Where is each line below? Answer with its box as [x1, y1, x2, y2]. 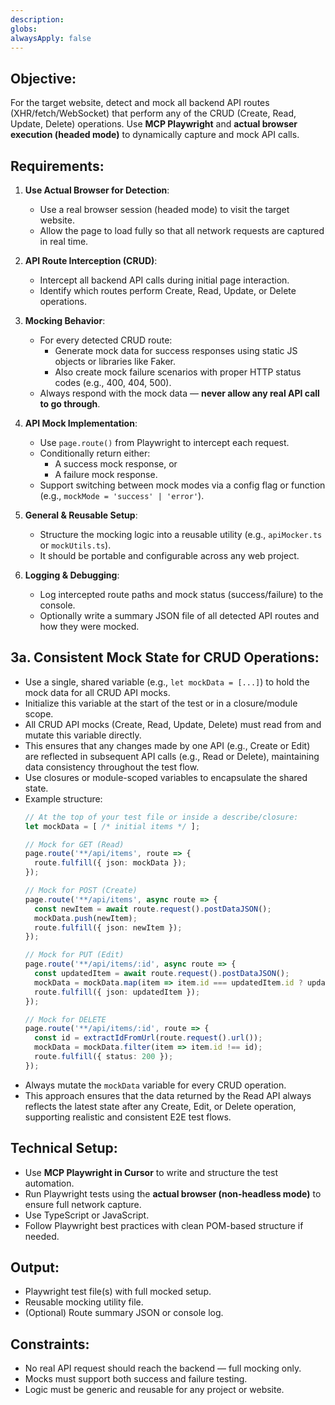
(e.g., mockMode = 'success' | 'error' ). [39, 490, 205, 501]
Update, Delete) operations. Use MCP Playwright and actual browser [10, 118, 298, 130]
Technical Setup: [10, 1140, 118, 1157]
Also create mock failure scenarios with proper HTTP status [54, 366, 302, 378]
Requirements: [10, 157, 105, 175]
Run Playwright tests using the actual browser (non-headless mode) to [24, 1187, 322, 1200]
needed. [24, 1230, 60, 1242]
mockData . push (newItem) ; [34, 913, 138, 923]
